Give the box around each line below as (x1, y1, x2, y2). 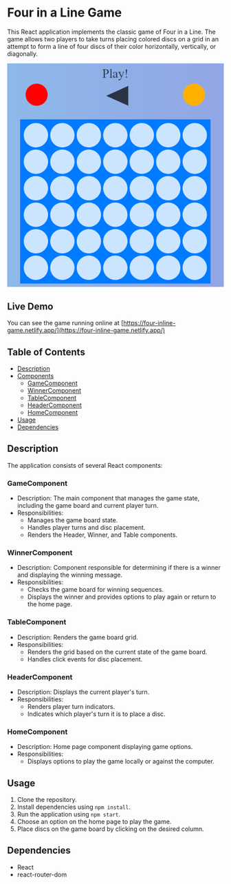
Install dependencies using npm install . (16, 803, 131, 811)
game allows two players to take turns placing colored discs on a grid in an (7, 34, 219, 43)
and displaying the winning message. (16, 571, 122, 579)
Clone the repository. (16, 796, 77, 804)
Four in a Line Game (7, 5, 122, 21)
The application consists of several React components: (7, 461, 163, 469)
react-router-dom (16, 870, 67, 878)
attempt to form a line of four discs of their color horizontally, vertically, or (7, 42, 217, 50)
